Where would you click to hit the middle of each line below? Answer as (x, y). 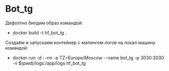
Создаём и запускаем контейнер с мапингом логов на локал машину (80, 42)
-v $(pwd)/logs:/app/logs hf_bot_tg (49, 63)
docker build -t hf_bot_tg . (39, 32)
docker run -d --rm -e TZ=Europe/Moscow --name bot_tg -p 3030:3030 (88, 58)
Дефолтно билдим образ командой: (44, 23)
